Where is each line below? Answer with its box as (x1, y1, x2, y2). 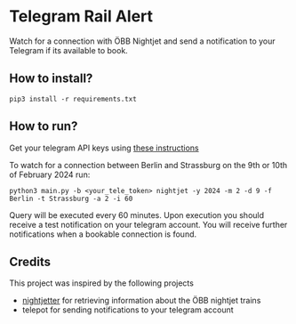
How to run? (9, 118, 78, 134)
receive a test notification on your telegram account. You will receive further (9, 219, 288, 230)
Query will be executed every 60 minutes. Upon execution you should (9, 209, 265, 220)
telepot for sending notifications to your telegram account (21, 304, 234, 315)
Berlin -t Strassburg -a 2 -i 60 (9, 194, 133, 203)
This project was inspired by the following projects (9, 278, 194, 288)
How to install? (9, 71, 93, 86)
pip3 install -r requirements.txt (9, 94, 138, 103)
